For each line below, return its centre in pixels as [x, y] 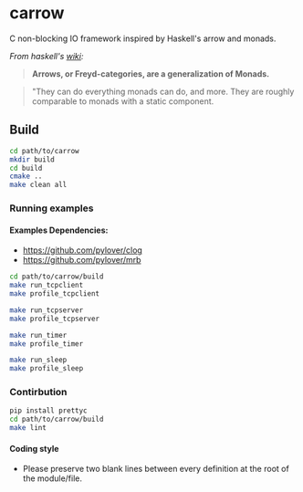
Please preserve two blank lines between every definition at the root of [156, 469]
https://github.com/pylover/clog [83, 250]
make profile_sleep [47, 369]
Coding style [34, 448]
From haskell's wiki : [47, 56]
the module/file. [52, 478]
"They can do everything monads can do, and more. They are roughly [163, 91]
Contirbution [38, 393]
